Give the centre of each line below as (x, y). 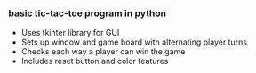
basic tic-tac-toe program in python (87, 13)
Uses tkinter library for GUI (70, 33)
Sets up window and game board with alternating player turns (134, 42)
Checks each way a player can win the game (103, 52)
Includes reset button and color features (95, 61)
